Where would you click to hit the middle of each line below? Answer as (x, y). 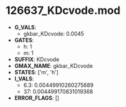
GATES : (24, 40)
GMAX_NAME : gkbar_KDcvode (53, 66)
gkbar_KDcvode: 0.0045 (54, 33)
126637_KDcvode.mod (63, 11)
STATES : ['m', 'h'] (36, 72)
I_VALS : (24, 79)
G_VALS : (25, 27)
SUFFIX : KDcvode (37, 59)
